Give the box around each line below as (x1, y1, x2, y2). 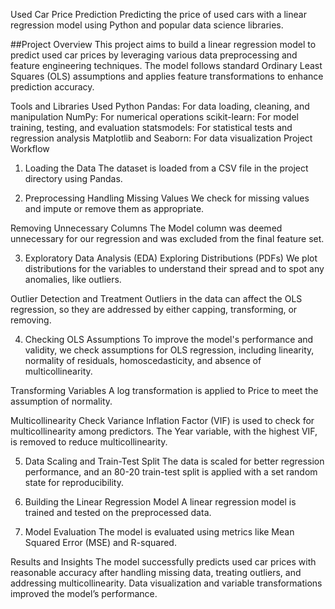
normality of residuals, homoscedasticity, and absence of (24, 355, 262, 366)
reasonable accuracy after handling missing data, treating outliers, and (10, 567, 302, 578)
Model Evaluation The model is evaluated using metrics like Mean (24, 526, 295, 538)
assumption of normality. (10, 395, 113, 407)
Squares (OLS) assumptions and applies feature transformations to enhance (10, 70, 324, 82)
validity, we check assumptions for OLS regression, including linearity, (24, 344, 315, 356)
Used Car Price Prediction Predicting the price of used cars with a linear (10, 9, 307, 20)
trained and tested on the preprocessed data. (24, 507, 212, 518)
